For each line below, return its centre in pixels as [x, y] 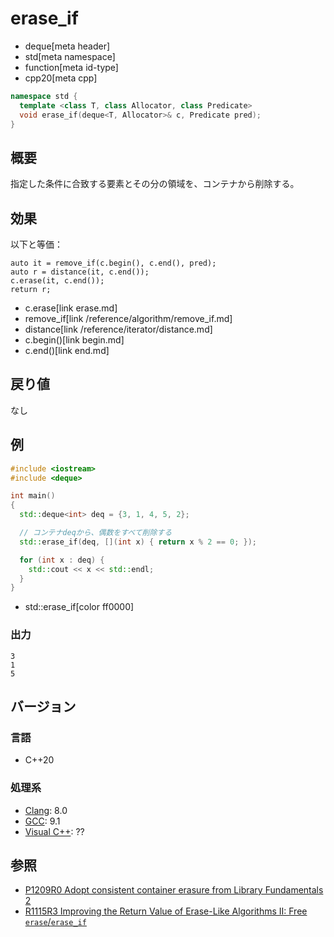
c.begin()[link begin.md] [74, 340]
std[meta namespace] [70, 56]
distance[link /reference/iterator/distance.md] [118, 329]
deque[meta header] [67, 46]
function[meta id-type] [71, 67]
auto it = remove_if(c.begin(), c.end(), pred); [113, 263]
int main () [33, 496]
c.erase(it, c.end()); [57, 281]
